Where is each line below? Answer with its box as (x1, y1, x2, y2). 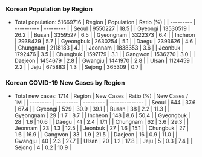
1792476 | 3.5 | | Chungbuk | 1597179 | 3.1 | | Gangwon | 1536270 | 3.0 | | (14, 51, 195, 58)
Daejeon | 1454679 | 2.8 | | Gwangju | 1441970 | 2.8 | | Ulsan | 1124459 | (14, 57, 194, 65)
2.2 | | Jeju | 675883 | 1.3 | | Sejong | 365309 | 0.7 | (14, 63, 143, 71)
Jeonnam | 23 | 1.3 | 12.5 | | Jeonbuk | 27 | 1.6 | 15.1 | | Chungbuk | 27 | (14, 124, 189, 132)
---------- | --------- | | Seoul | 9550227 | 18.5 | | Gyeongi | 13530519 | (14, 25, 191, 32)
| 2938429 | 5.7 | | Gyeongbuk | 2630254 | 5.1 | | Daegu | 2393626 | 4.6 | (14, 38, 197, 45)
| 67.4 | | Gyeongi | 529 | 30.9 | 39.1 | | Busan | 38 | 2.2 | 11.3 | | (14, 105, 170, 112)
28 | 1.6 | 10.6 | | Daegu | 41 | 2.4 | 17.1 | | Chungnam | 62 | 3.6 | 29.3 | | (14, 118, 189, 125)
